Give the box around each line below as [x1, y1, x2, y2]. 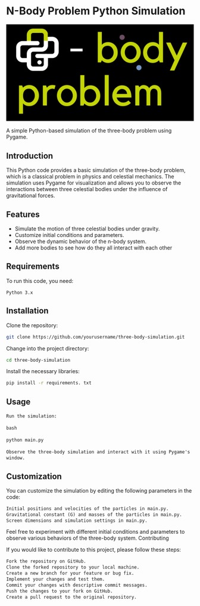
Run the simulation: [6, 413, 58, 419]
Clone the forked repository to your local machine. [6, 564, 140, 570]
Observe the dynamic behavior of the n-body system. [14, 238, 147, 245]
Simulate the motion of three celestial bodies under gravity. [14, 225, 160, 232]
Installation [6, 306, 49, 316]
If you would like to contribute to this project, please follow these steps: [6, 546, 182, 553]
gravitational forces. [6, 192, 55, 199]
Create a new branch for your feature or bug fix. [6, 570, 135, 576]
